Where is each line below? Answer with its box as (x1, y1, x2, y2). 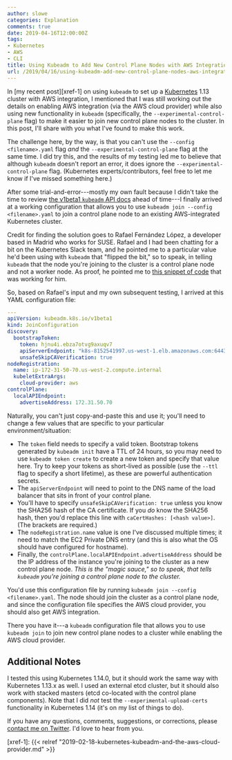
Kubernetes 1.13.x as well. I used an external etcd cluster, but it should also (7, 682, 220, 690)
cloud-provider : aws (19, 380, 79, 387)
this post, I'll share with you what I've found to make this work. (7, 124, 185, 132)
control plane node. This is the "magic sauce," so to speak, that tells (17, 565, 212, 573)
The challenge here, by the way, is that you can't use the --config (7, 137, 195, 145)
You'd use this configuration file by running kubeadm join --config (7, 585, 197, 594)
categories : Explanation (7, 17, 79, 24)
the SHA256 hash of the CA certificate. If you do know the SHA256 (17, 506, 209, 514)
